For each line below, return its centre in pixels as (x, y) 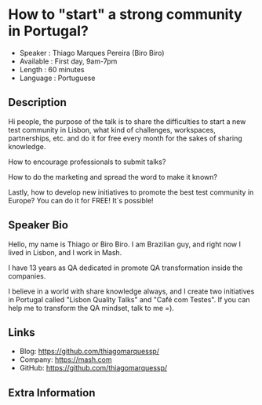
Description (37, 102)
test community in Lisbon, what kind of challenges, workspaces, (112, 130)
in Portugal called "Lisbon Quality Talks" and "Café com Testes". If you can (129, 299)
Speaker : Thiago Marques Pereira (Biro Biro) (92, 53)
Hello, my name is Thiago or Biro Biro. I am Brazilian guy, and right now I (125, 244)
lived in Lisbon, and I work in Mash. (65, 252)
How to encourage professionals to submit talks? (87, 162)
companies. (27, 275)
